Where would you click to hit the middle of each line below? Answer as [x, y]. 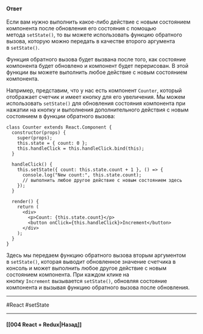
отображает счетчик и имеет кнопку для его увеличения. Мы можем [96, 97]
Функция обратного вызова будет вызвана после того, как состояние [96, 59]
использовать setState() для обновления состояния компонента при [96, 104]
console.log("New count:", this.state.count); [82, 175]
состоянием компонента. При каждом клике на [68, 275]
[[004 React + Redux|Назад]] [44, 324]
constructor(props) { [39, 133]
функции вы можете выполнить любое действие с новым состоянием [97, 72]
